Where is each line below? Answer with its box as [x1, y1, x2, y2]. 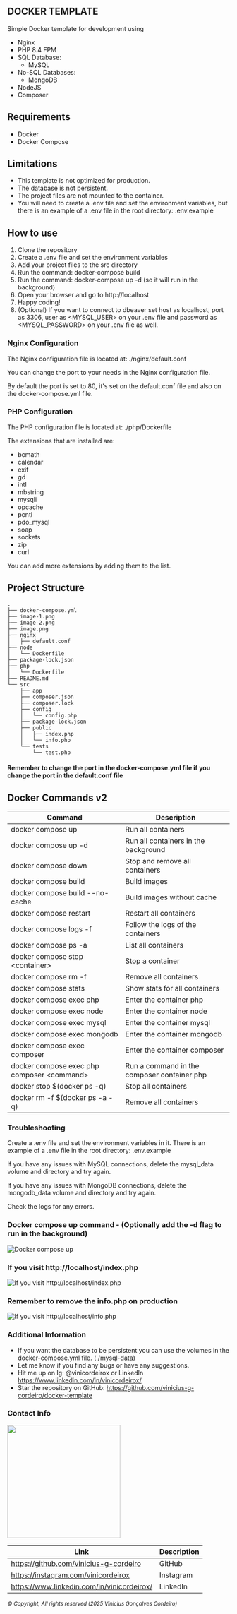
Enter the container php [125, 995, 203, 1005]
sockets [17, 532, 41, 541]
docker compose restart [11, 909, 91, 919]
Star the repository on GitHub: [17, 1383, 105, 1392]
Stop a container [125, 956, 180, 966]
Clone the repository [17, 246, 78, 254]
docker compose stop [11, 952, 83, 962]
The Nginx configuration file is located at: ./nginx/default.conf [7, 354, 187, 363]
